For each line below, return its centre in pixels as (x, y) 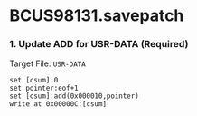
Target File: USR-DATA (47, 63)
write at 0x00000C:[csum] (58, 104)
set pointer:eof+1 (44, 88)
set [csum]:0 (34, 81)
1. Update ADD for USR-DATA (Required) (99, 44)
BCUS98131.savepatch (97, 16)
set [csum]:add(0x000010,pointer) (75, 96)
